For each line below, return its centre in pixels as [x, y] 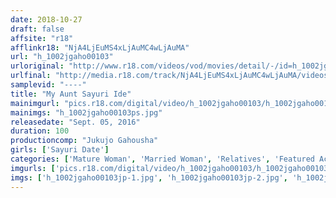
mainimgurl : [35, 103]
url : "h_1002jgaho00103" [62, 57]
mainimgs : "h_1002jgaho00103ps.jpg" [86, 112]
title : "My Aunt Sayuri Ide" [71, 94]
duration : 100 [40, 131]
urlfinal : [31, 76]
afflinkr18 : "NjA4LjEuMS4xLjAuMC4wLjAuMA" [100, 47]
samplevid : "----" [48, 85]
